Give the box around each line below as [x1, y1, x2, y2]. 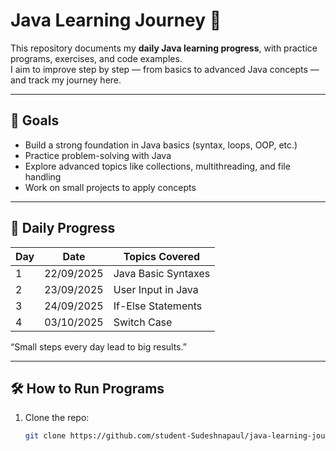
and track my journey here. [10, 74, 122, 86]
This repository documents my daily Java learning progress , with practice [10, 42, 318, 54]
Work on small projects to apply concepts [24, 181, 197, 193]
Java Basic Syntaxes [113, 266, 211, 280]
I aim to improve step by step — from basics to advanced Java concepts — [10, 63, 320, 75]
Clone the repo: [24, 412, 90, 424]
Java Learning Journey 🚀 [10, 9, 222, 32]
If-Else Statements [113, 299, 203, 313]
